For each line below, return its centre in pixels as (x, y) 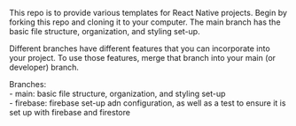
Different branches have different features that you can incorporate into (140, 48)
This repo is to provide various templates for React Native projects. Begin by (148, 13)
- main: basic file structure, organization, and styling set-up (117, 93)
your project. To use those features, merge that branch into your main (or (143, 58)
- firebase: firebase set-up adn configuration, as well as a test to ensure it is (148, 103)
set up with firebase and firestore (70, 112)
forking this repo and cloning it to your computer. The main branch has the (145, 22)
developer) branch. (44, 67)
